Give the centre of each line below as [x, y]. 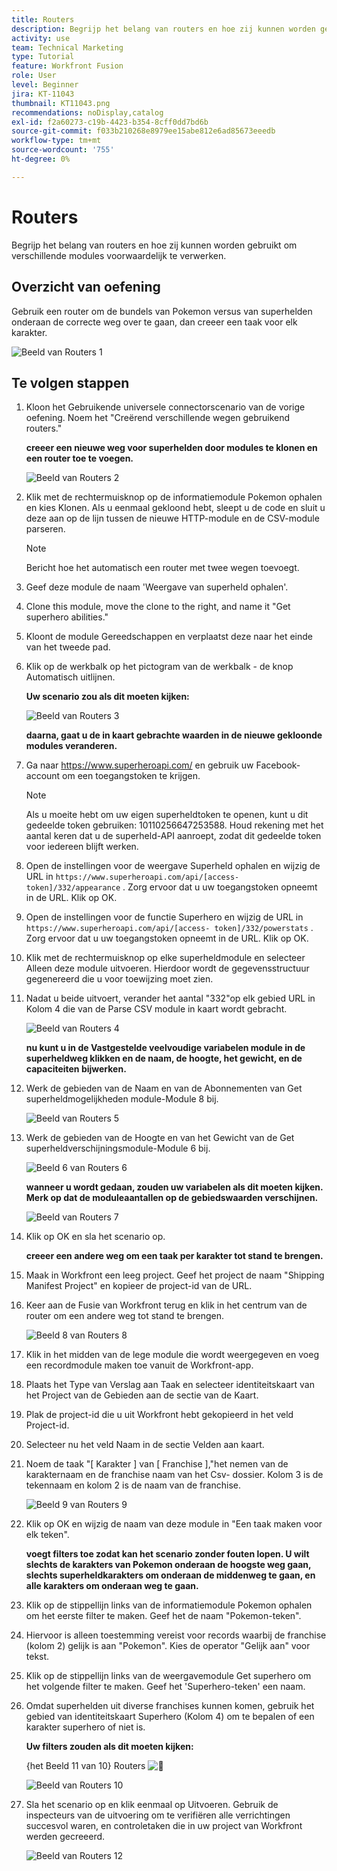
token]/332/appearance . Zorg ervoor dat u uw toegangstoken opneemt [171, 887]
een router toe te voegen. [79, 458]
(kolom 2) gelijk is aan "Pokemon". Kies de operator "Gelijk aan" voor [168, 1646]
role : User [34, 76]
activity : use [41, 38]
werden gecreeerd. [65, 1837]
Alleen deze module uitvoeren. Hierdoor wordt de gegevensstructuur [167, 968]
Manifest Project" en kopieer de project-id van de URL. [139, 1286]
